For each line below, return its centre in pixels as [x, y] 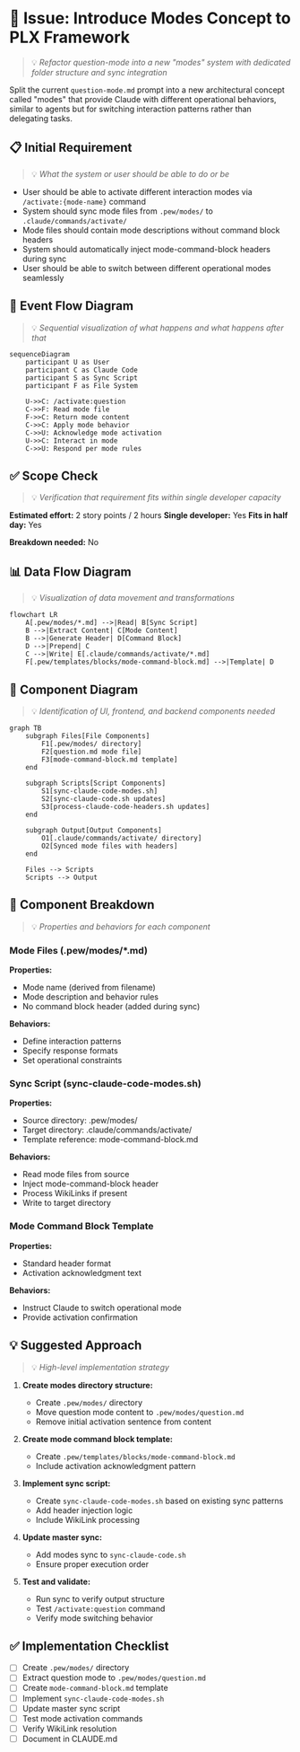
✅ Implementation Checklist [89, 1646]
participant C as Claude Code [82, 370]
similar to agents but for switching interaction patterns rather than [131, 109]
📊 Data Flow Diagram [70, 572]
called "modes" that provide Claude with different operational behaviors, [143, 99]
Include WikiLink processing [88, 1519]
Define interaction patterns [72, 1042]
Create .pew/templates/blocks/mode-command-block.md [135, 1456]
